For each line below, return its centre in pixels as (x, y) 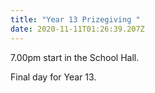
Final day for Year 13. (53, 77)
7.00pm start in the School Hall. (75, 57)
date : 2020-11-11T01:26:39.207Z (77, 29)
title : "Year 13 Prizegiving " (75, 19)
